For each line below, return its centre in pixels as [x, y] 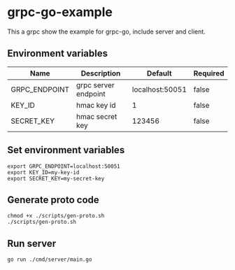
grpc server [95, 85]
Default [159, 73]
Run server [32, 243]
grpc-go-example [60, 12]
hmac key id [96, 105]
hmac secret [97, 116]
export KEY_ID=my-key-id [43, 172]
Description [101, 73]
